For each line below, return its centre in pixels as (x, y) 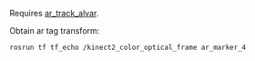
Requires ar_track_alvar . (54, 13)
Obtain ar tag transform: (55, 30)
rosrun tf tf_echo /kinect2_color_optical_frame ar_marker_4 (128, 47)
